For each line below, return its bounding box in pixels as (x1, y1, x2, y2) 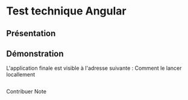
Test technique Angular (6, 4, 127, 18)
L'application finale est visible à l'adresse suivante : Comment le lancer (6, 64, 182, 72)
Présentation (6, 28, 56, 39)
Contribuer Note (6, 88, 47, 95)
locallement (6, 71, 36, 78)
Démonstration (6, 48, 64, 58)
